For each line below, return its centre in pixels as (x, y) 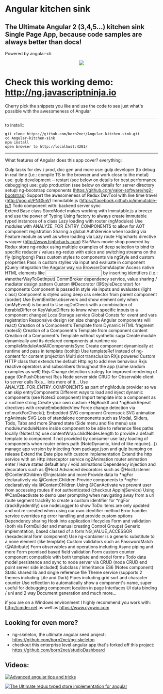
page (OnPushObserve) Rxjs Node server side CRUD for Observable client (79, 377)
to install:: (15, 125)
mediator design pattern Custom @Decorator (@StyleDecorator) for (73, 284)
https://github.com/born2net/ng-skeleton (53, 639)
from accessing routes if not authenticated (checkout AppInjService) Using (80, 490)
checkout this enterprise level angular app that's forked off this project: (83, 645)
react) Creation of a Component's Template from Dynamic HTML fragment (80, 325)
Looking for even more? (42, 623)
